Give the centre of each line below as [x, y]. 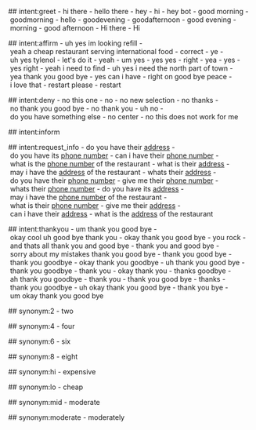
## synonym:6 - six [40, 341]
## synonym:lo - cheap [46, 387]
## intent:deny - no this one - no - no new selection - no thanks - [114, 100]
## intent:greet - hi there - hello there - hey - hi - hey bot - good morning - [128, 11]
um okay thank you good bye [57, 296]
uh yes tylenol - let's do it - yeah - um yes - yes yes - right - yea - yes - [125, 60]
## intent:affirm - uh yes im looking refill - [76, 43]
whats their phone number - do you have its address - [97, 189]
